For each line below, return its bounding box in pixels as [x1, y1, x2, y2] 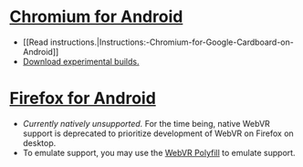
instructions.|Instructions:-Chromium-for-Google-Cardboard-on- [49, 37, 294, 47]
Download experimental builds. [22, 56, 140, 67]
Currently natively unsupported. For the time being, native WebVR [22, 118, 271, 129]
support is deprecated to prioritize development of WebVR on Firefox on [22, 128, 294, 139]
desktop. [22, 137, 57, 148]
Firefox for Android [9, 89, 157, 109]
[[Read [22, 37, 48, 47]
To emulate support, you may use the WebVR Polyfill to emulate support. [22, 147, 296, 158]
